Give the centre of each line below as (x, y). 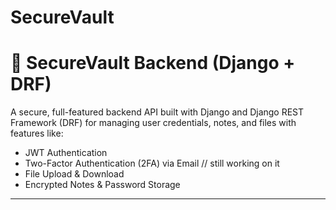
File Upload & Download (74, 174)
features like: (37, 133)
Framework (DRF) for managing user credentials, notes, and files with (153, 123)
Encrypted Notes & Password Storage (102, 185)
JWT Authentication (66, 153)
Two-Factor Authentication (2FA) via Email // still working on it (152, 163)
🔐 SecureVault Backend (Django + (153, 63)
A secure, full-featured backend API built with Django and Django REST (157, 112)
